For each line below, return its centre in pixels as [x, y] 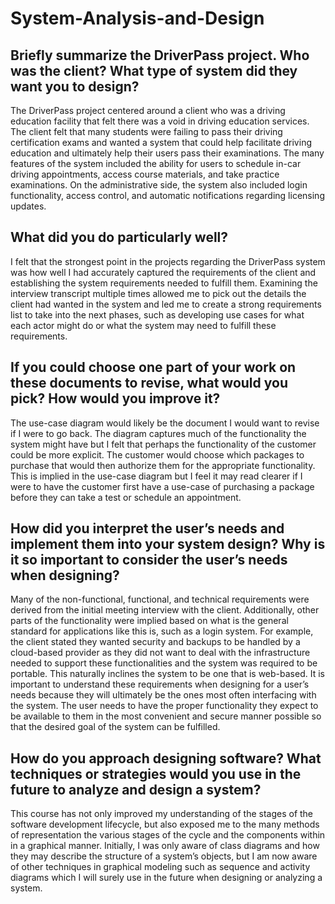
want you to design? [75, 86]
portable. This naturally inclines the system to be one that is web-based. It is [167, 674]
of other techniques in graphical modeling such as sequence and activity [160, 867]
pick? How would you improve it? [115, 398]
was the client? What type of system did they [154, 70]
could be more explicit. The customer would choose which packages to [157, 454]
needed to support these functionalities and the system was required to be [164, 663]
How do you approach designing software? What [166, 758]
